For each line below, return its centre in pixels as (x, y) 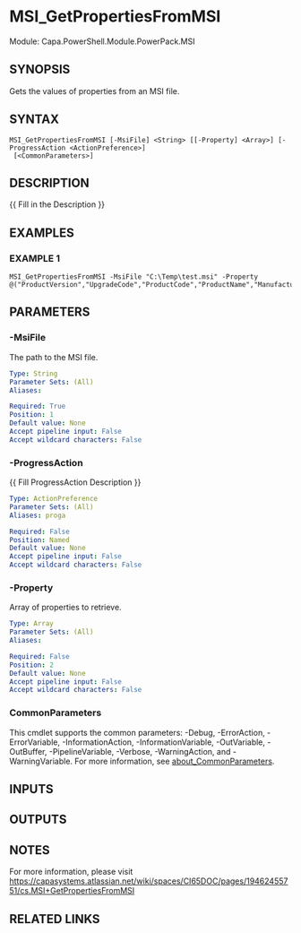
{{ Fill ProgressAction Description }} (75, 482)
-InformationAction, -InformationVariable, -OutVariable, (164, 742)
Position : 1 (31, 415)
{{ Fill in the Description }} (57, 204)
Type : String (34, 374)
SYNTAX (34, 120)
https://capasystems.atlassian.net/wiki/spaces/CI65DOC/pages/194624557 (149, 881)
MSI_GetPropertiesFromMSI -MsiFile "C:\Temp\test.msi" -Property (133, 277)
